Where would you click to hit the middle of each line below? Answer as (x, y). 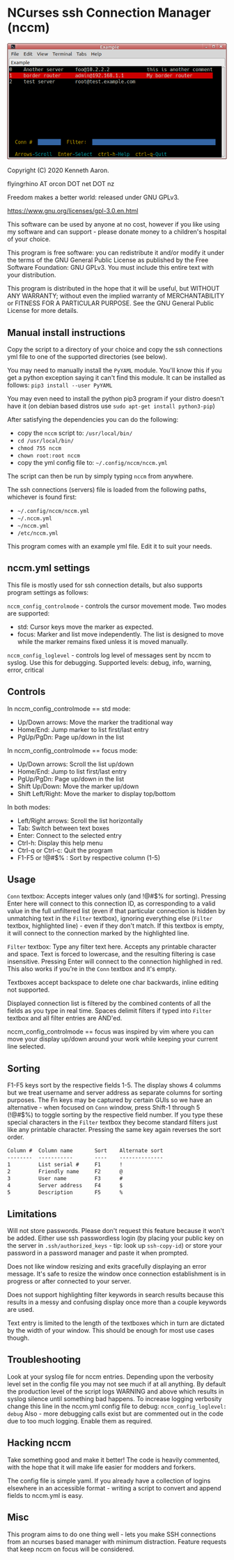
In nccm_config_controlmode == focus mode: (72, 750)
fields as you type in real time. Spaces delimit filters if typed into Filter (110, 1011)
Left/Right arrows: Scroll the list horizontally (80, 820)
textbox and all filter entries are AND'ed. (65, 1018)
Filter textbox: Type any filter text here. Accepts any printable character (112, 947)
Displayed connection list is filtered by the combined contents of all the (109, 1003)
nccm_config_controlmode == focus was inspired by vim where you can (111, 1032)
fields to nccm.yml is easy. (45, 1495)
